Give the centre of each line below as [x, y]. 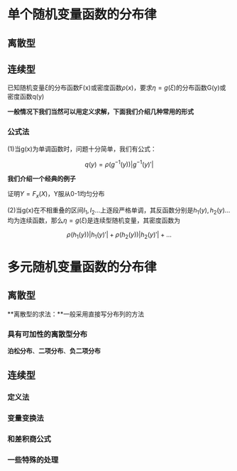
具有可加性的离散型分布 [47, 334]
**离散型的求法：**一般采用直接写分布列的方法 [76, 314]
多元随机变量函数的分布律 [82, 267]
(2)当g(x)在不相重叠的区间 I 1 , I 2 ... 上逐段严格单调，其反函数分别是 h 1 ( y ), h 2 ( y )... [119, 211]
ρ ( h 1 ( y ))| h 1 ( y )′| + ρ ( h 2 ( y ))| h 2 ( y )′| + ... [119, 235]
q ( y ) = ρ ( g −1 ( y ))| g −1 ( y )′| [119, 163]
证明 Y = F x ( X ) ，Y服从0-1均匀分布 [56, 195]
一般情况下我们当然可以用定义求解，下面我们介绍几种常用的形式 [100, 112]
